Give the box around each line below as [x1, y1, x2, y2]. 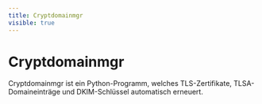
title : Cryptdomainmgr [8, 11, 83, 20]
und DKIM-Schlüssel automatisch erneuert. [62, 87, 204, 97]
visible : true [8, 19, 56, 27]
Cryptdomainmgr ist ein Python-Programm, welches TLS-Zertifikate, [8, 79, 233, 88]
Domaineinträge [8, 87, 61, 97]
